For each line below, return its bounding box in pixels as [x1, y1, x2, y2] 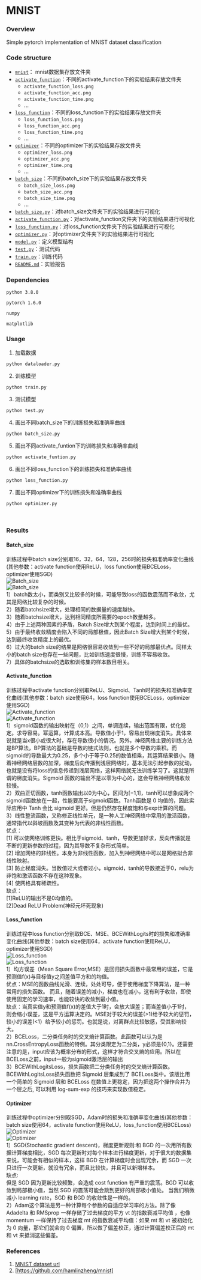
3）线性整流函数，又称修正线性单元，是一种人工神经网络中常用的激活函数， [6, 811, 193, 819]
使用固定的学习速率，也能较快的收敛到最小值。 [6, 995, 121, 1002]
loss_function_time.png [23, 129, 84, 135]
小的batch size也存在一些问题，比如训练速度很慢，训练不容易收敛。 [6, 651, 173, 658]
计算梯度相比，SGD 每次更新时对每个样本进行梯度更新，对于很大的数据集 [11, 1149, 192, 1156]
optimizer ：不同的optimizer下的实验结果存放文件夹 [14, 142, 141, 149]
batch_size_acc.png [23, 189, 73, 195]
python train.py [6, 384, 47, 390]
